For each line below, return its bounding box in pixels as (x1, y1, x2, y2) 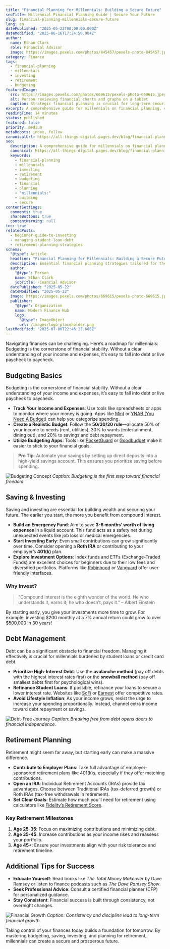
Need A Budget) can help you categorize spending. (13, 416, 120, 422)
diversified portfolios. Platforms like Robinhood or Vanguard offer (13, 564, 148, 571)
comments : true (10, 209, 42, 215)
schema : (6, 247, 22, 252)
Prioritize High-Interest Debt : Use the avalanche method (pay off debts (13, 668, 164, 674)
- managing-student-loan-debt (10, 237, 74, 242)
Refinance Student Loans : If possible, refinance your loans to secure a (13, 684, 161, 690)
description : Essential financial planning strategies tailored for (10, 261, 157, 266)
